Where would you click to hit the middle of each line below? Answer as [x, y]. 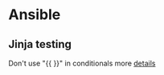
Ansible [35, 15]
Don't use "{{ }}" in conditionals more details [82, 63]
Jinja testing [40, 44]
